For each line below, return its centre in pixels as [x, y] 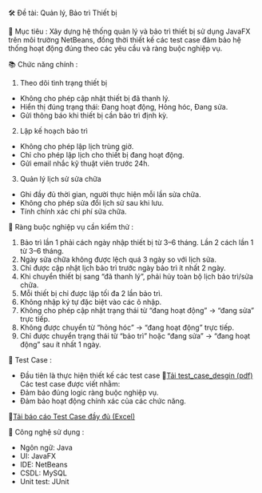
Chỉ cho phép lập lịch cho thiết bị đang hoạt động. [102, 155]
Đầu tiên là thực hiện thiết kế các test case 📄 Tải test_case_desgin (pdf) [136, 375]
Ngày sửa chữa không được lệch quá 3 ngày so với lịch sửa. [118, 259]
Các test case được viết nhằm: [70, 384]
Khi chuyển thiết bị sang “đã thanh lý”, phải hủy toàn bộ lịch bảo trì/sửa [137, 277]
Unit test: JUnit [44, 481]
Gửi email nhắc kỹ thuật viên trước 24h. [85, 163]
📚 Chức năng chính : [43, 64]
